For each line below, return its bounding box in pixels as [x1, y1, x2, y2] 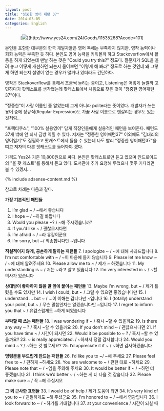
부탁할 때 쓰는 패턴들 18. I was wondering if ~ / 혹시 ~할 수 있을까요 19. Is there [5, 318, 158, 324]
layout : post [5, 7, 32, 12]
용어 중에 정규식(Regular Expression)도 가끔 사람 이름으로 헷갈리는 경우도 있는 [5, 109, 155, 115]
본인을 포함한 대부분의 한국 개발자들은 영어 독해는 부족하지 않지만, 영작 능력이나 [5, 45, 156, 51]
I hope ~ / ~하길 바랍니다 [12, 213, 61, 219]
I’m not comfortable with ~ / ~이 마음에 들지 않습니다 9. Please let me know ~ [5, 255, 157, 260]
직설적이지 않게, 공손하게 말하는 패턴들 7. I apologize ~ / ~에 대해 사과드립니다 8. [5, 248, 159, 254]
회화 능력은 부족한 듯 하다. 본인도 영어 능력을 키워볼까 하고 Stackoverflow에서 [5, 51, 154, 57]
